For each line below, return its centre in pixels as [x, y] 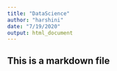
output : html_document [40, 33]
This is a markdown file [58, 60]
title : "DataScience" [39, 13]
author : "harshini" [36, 20]
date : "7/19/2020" [34, 26]
